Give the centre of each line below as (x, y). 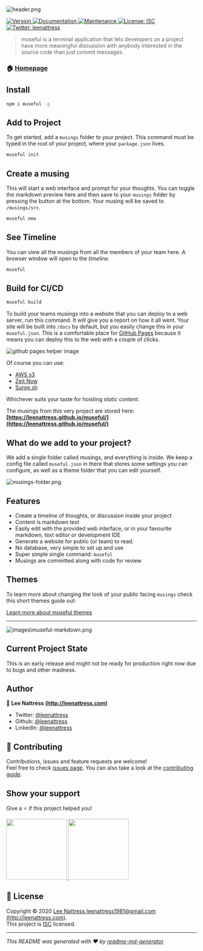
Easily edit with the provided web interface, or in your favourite (93, 528)
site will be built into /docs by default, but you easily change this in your (95, 327)
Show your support (43, 793)
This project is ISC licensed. (41, 924)
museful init (23, 155)
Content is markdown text (47, 522)
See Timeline (31, 237)
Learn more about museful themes (49, 612)
